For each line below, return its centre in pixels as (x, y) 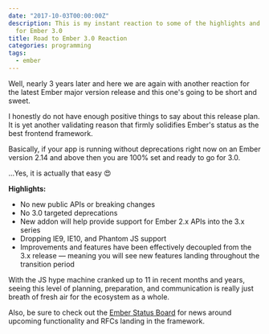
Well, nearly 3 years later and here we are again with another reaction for (129, 83)
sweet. (19, 101)
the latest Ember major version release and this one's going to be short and (132, 92)
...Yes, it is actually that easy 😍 (60, 173)
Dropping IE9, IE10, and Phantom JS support (93, 238)
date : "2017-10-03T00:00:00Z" (59, 16)
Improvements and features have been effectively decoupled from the (136, 247)
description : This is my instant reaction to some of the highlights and (134, 23)
